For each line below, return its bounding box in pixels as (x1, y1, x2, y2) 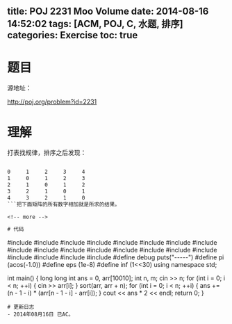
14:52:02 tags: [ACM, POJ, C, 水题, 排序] (7, 18, 183, 30)
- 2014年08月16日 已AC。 (7, 311, 74, 318)
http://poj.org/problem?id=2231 (7, 97, 97, 106)
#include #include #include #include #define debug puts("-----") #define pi (7, 253, 224, 261)
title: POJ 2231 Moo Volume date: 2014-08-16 (7, 6, 209, 17)
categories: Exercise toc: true (7, 29, 138, 41)
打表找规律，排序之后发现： (7, 149, 87, 157)
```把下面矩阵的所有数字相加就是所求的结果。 (7, 201, 120, 208)
